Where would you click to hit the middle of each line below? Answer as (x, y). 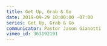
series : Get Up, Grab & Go (40, 23)
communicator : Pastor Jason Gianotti (54, 28)
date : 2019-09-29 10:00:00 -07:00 (50, 17)
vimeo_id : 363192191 (32, 34)
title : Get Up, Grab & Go (39, 12)
